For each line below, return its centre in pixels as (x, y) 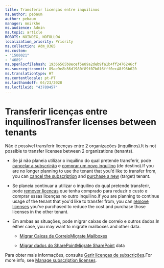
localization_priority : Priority (39, 42)
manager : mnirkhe (23, 23)
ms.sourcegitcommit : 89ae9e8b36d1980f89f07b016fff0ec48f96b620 (71, 69)
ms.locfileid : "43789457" (31, 87)
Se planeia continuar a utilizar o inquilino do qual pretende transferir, (81, 186)
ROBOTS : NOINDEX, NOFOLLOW (33, 37)
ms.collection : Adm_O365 (30, 46)
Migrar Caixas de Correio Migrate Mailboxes (63, 236)
